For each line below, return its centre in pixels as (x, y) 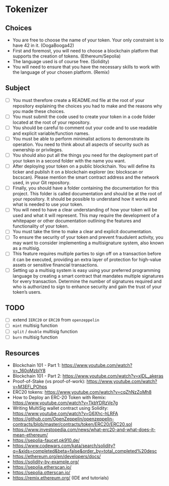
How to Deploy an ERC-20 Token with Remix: (59, 398)
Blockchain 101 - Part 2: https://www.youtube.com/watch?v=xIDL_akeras (88, 376)
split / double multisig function (45, 331)
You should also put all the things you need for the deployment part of (85, 155)
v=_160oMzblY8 (29, 371)
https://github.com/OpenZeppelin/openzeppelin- (63, 419)
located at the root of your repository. (51, 122)
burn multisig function (35, 337)
